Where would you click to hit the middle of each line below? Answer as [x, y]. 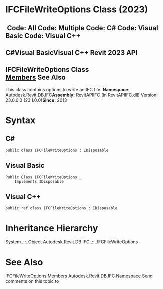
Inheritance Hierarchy [52, 228]
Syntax [20, 120]
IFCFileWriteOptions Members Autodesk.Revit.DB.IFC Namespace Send [79, 276]
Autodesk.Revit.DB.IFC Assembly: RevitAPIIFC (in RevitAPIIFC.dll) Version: [81, 95]
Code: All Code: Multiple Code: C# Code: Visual [83, 28]
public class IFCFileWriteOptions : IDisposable [57, 150]
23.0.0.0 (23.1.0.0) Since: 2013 [36, 100]
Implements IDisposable [39, 181]
